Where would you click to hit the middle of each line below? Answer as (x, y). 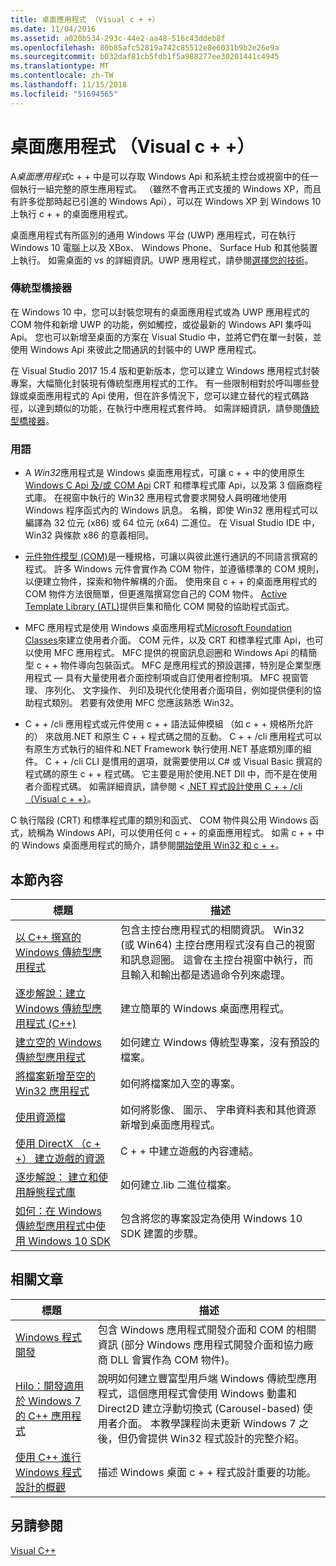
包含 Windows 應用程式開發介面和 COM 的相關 (207, 1329)
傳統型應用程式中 (56, 1226)
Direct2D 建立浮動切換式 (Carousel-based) (199, 1408)
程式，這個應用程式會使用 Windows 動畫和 (197, 1393)
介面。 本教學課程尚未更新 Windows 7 (207, 1423)
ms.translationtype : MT (60, 66)
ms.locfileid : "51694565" (64, 94)
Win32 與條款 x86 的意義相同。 (89, 535)
